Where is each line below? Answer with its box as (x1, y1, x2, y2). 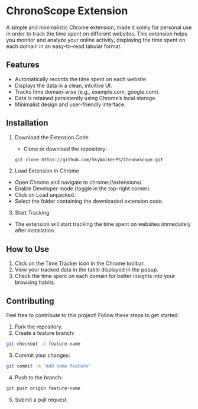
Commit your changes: (14, 352, 70, 359)
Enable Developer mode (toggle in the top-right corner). (14, 185, 151, 192)
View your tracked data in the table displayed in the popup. (14, 266, 158, 273)
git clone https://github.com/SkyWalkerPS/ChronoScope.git (14, 156, 164, 162)
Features (6, 60, 40, 70)
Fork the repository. (14, 323, 63, 330)
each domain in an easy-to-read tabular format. (6, 43, 122, 50)
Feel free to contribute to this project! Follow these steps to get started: (6, 312, 179, 319)
